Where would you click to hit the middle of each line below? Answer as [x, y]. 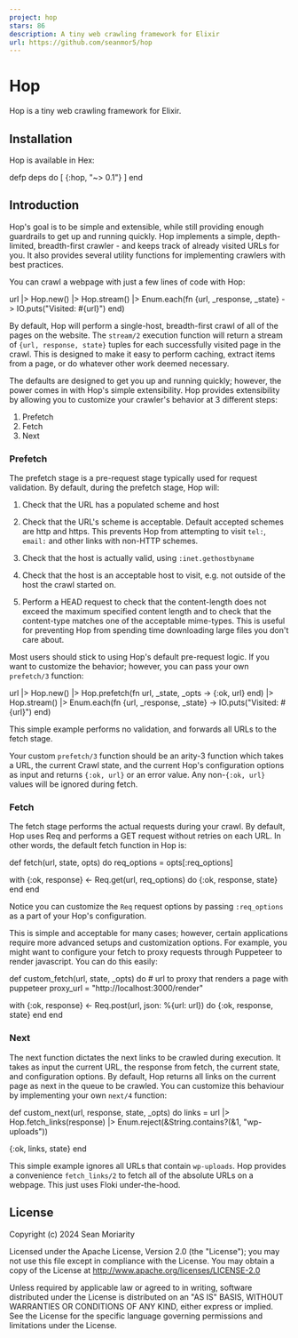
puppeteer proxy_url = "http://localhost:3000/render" [106, 989]
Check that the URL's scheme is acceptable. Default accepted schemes [153, 522]
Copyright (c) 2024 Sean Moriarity [72, 1234]
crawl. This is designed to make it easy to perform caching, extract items [142, 354]
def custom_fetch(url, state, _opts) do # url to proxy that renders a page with [149, 979]
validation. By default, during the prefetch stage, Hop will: [114, 488]
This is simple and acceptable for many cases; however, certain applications [149, 933]
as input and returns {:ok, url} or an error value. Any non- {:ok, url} [137, 775]
